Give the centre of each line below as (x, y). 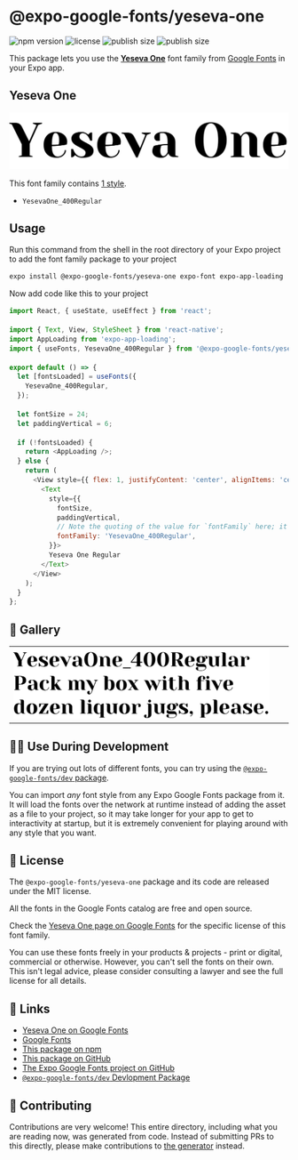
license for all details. (48, 981)
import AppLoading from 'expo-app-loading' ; (93, 339)
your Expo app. (37, 68)
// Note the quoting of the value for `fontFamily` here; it (172, 527)
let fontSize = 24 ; (53, 414)
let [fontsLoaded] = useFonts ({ (77, 377)
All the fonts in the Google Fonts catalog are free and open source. (131, 908)
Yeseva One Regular (85, 555)
